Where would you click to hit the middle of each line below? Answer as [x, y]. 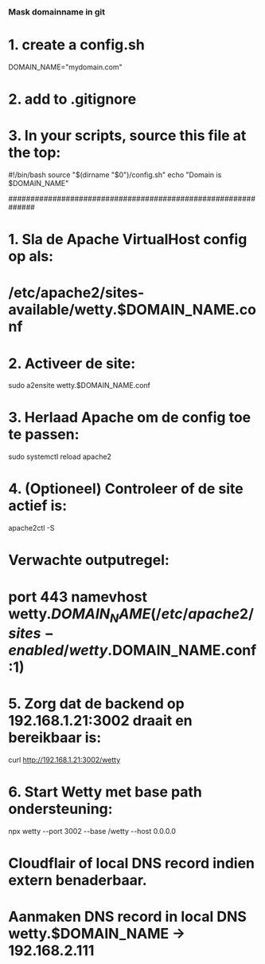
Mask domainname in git [57, 12]
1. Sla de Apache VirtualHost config [128, 240]
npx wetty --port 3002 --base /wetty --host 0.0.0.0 [92, 832]
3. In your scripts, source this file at [127, 136]
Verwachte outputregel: [89, 560]
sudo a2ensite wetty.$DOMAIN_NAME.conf [80, 385]
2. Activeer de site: [72, 363]
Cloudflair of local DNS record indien [132, 863]
